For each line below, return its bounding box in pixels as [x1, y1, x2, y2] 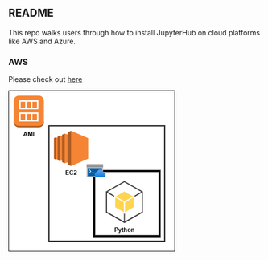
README [8, 6, 54, 20]
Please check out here [8, 75, 83, 84]
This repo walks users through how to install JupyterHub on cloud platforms [8, 27, 261, 37]
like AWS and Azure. [8, 36, 76, 46]
